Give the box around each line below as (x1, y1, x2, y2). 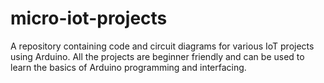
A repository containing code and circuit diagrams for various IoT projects (10, 40, 315, 52)
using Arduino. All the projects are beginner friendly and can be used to (10, 50, 305, 62)
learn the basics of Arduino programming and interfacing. (10, 61, 247, 73)
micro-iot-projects (10, 7, 168, 30)
